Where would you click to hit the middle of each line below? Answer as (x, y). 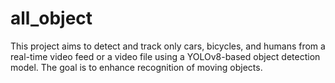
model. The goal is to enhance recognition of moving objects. (136, 67)
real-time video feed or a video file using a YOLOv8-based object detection (165, 56)
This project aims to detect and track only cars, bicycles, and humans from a (168, 46)
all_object (51, 18)
